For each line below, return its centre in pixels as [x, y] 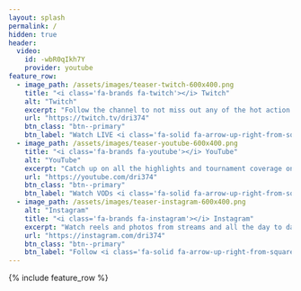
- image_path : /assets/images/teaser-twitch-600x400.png [125, 85]
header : [23, 43]
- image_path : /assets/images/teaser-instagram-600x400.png [131, 202]
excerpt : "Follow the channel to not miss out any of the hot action [158, 110]
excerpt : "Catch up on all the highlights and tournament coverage [153, 168]
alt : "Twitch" [51, 101]
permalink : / [33, 26]
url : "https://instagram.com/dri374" [95, 235]
